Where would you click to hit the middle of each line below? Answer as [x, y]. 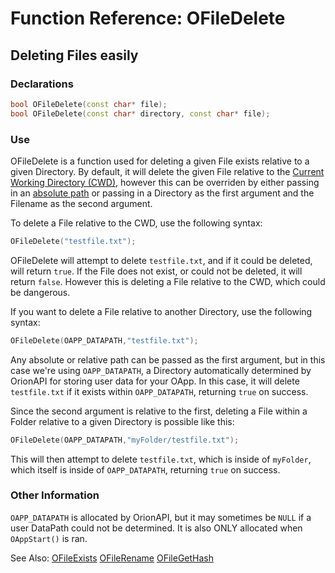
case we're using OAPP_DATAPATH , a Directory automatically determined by [161, 370]
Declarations [42, 84]
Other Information [55, 495]
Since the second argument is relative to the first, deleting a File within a [159, 411]
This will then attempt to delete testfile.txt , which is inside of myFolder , [161, 459]
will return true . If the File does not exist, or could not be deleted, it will [156, 271]
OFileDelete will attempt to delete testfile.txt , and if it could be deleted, [161, 260]
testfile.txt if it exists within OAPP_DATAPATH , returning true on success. [159, 391]
